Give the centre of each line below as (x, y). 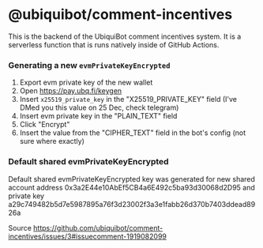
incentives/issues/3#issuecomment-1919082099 (88, 236)
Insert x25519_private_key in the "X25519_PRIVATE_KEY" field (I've (128, 100)
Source (20, 227)
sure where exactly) (52, 141)
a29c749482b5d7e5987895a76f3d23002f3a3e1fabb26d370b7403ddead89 (132, 204)
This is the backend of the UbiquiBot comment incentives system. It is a (125, 36)
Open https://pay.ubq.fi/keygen (71, 91)
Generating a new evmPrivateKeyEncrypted (89, 65)
